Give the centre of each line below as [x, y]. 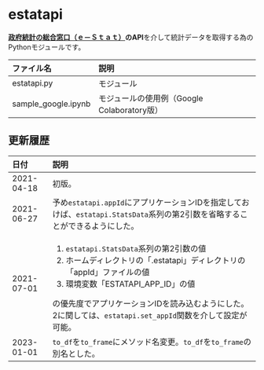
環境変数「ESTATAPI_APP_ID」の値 [130, 284]
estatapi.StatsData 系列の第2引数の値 [136, 248]
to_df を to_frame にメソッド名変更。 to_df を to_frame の [152, 342]
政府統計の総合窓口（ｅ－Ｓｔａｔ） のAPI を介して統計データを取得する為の [131, 37]
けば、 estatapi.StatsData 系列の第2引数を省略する [146, 214]
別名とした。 [76, 354]
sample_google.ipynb [51, 104]
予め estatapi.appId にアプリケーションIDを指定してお [151, 202]
